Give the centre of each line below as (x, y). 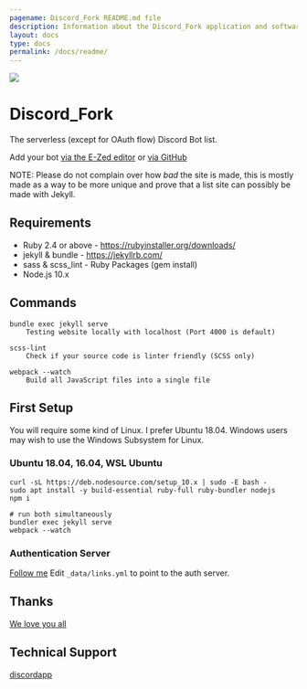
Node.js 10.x (46, 274)
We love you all (38, 623)
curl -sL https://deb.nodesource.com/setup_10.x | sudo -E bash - (138, 482)
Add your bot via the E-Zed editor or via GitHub (98, 157)
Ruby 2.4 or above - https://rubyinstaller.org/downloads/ (129, 245)
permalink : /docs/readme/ (58, 52)
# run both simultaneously (61, 514)
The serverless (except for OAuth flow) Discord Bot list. (113, 140)
